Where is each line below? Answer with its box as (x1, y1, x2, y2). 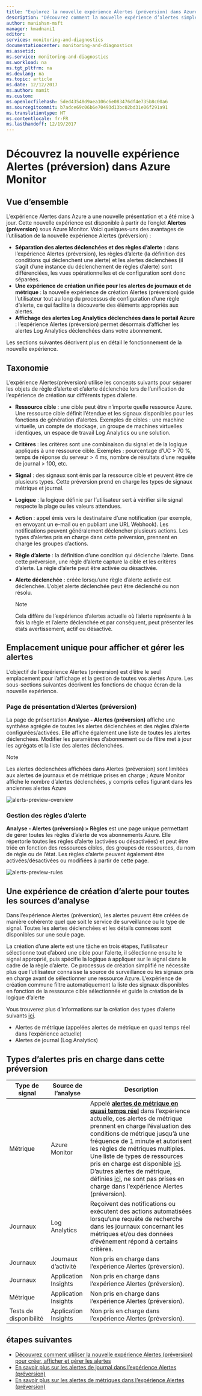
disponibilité (9, 1314, 44, 1322)
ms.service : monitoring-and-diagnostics (6, 54, 109, 60)
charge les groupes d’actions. (14, 540, 89, 547)
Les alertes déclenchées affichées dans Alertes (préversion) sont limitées (6, 765, 188, 773)
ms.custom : (6, 93, 34, 99)
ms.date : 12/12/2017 (6, 82, 58, 88)
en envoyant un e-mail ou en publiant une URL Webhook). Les (14, 520, 169, 528)
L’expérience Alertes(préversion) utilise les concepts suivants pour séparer (6, 379, 192, 386)
